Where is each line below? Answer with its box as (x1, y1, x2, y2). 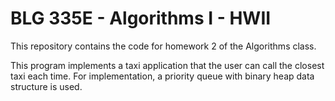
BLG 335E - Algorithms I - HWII (10, 7, 272, 30)
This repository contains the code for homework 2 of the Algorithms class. (10, 40, 317, 52)
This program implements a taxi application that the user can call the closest (10, 59, 325, 71)
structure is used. (10, 80, 83, 92)
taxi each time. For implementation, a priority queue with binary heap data (10, 70, 315, 82)
